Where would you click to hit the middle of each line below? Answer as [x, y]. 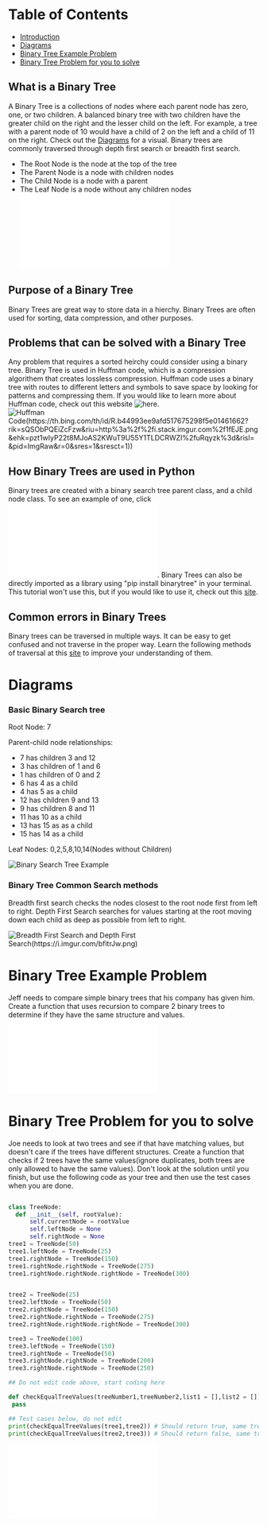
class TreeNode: [35, 1207]
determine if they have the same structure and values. [97, 1015]
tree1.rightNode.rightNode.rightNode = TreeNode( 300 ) [99, 1274]
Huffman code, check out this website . [84, 404]
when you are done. [41, 1185]
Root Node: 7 [30, 727]
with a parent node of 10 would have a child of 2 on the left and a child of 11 [132, 131]
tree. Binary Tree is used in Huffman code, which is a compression [117, 371]
